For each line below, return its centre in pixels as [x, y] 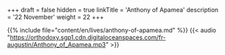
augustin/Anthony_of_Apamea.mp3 [57, 44]
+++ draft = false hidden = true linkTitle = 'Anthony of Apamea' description [113, 10]
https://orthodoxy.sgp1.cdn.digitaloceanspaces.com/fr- [88, 37]
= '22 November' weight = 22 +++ [56, 17]
